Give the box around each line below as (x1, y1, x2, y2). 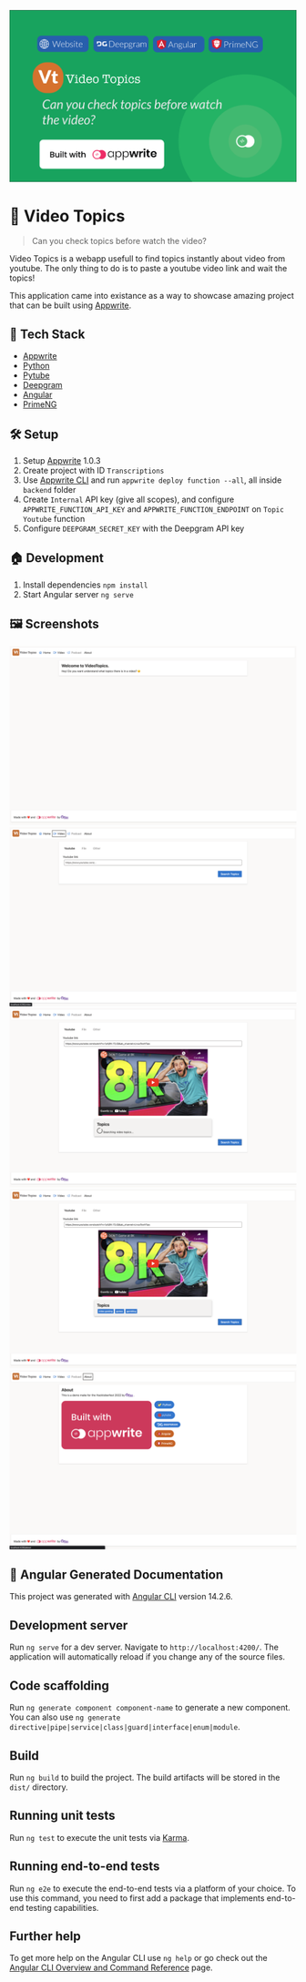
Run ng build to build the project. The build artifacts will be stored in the (9, 1772, 280, 1783)
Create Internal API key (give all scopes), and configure (22, 494, 235, 506)
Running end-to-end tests (9, 1859, 160, 1875)
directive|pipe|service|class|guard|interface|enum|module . (9, 1721, 240, 1732)
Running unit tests (9, 1808, 116, 1824)
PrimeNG (22, 399, 57, 410)
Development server (9, 1618, 128, 1633)
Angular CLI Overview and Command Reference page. (9, 1962, 213, 1973)
